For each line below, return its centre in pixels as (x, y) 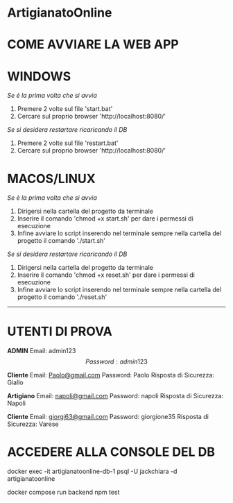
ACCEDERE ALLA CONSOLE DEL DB (111, 452)
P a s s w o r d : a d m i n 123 (116, 361)
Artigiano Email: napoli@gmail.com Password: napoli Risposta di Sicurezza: (115, 396)
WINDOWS (39, 76)
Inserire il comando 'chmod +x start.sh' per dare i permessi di (105, 219)
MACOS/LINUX (51, 179)
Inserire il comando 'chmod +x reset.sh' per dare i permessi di (106, 275)
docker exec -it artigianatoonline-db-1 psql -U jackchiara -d (92, 471)
